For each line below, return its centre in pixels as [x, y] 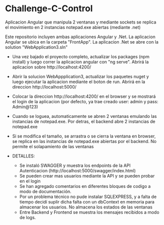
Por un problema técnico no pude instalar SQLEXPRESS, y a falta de [88, 197]
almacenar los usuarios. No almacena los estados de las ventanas [86, 207]
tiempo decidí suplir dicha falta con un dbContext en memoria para [87, 202]
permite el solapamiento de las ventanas [53, 146]
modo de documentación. [46, 191]
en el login [30, 181]
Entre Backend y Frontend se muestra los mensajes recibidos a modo [89, 212]
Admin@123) [25, 107]
